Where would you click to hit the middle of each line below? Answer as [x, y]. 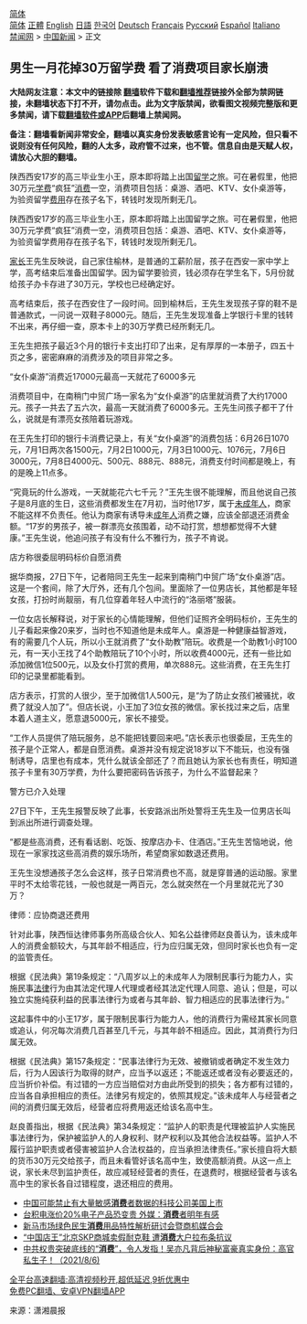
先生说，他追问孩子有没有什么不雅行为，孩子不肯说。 [133, 538]
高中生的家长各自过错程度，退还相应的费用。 [94, 1183]
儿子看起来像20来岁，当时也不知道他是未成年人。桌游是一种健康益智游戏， [151, 630]
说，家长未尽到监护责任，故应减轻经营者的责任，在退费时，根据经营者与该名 [153, 1171]
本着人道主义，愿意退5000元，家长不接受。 [91, 718]
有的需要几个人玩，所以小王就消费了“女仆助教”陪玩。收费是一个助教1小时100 [153, 641]
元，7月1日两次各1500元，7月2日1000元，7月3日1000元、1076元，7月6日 [148, 449]
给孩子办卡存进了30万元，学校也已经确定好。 [95, 283]
